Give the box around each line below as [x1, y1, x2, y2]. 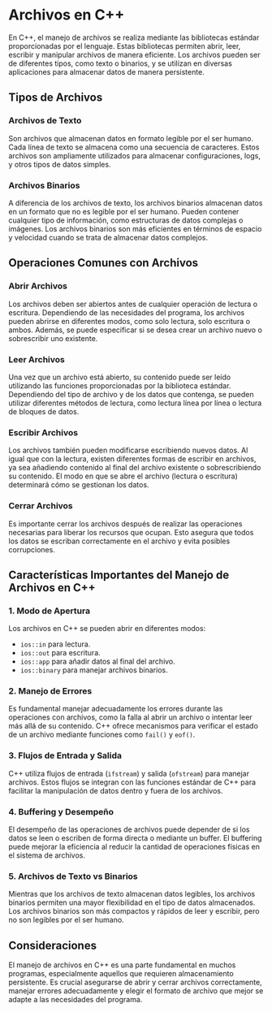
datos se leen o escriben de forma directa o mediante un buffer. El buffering [8, 833, 262, 843]
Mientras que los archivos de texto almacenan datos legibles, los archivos [8, 889, 256, 899]
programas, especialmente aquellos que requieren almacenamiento [8, 969, 234, 979]
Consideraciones [8, 938, 97, 952]
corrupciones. [8, 544, 55, 554]
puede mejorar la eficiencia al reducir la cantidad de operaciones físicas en [8, 842, 260, 852]
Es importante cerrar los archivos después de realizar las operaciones [8, 518, 243, 529]
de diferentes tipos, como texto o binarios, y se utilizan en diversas [8, 58, 233, 68]
